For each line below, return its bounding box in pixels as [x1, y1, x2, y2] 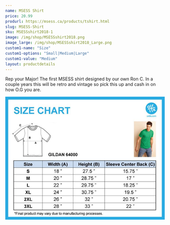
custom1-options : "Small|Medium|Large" [5, 51, 90, 56]
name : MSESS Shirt [5, 8, 44, 13]
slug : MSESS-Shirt [5, 24, 44, 29]
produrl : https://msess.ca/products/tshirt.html [5, 19, 110, 24]
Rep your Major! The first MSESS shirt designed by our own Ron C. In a [5, 76, 153, 82]
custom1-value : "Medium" [5, 56, 58, 61]
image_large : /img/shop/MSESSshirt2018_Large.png [5, 40, 112, 46]
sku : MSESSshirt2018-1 [5, 29, 53, 35]
